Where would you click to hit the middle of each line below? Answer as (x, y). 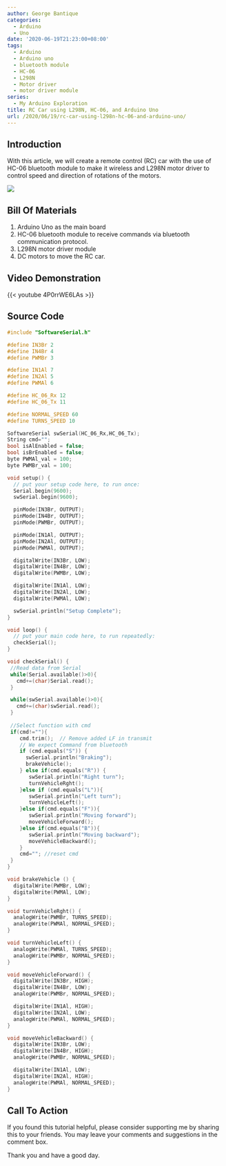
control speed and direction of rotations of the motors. (84, 176)
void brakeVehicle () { (41, 879)
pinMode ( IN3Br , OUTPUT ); (49, 510)
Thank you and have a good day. (53, 1156)
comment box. (28, 1142)
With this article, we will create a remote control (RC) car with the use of (109, 161)
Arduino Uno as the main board (61, 227)
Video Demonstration (54, 278)
